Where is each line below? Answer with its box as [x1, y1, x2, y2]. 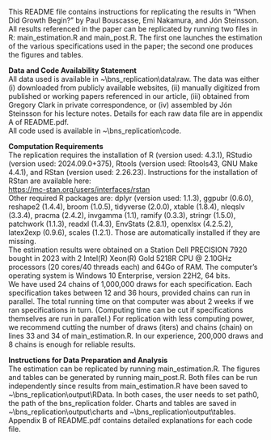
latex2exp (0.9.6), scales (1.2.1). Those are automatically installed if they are [8, 228, 260, 237]
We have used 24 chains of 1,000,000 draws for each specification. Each [8, 280, 252, 288]
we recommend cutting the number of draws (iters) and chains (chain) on [8, 323, 253, 331]
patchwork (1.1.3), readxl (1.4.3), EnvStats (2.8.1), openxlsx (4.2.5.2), [8, 219, 234, 229]
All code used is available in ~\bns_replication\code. [8, 126, 182, 135]
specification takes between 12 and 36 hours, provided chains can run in [8, 288, 251, 297]
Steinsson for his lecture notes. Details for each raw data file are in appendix [8, 109, 263, 118]
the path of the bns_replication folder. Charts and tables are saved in [8, 399, 237, 408]
